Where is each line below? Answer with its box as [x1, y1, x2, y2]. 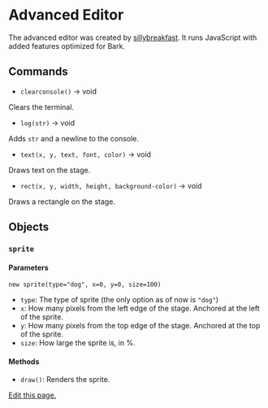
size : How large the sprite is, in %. [19, 338, 136, 348]
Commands [8, 65, 69, 79]
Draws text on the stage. [8, 165, 91, 175]
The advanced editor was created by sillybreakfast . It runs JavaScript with [8, 33, 257, 42]
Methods [8, 356, 40, 367]
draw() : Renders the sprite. [19, 375, 110, 384]
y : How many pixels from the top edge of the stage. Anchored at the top [19, 321, 261, 331]
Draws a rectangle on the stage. [8, 197, 116, 206]
